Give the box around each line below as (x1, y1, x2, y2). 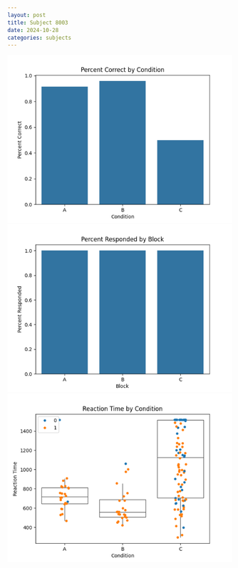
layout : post (7, 11, 46, 19)
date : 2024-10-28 (7, 26, 59, 33)
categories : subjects (7, 34, 72, 41)
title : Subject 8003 (7, 19, 69, 26)
